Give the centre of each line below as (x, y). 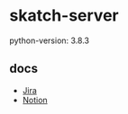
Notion (35, 100)
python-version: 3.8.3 (50, 40)
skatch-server (64, 16)
